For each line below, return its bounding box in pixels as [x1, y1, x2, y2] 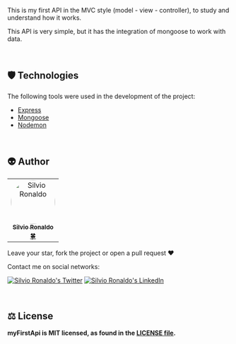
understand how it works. [7, 13, 82, 22]
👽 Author [7, 155, 49, 168]
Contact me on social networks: [7, 262, 100, 271]
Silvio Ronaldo [12, 223, 54, 232]
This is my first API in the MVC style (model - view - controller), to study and [7, 6, 230, 14]
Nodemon [17, 120, 47, 129]
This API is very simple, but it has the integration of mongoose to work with [7, 28, 226, 35]
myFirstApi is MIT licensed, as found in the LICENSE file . [7, 328, 176, 338]
